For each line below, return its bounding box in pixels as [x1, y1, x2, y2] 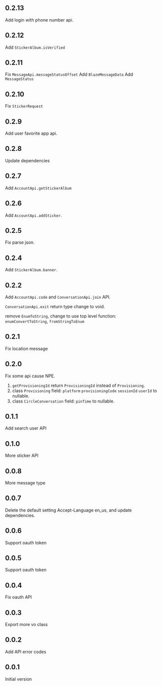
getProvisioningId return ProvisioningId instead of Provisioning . [12, 382, 145, 388]
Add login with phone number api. [5, 17, 73, 23]
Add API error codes [5, 649, 46, 655]
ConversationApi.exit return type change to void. [5, 303, 105, 309]
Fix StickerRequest [5, 103, 43, 109]
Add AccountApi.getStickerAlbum [5, 185, 72, 191]
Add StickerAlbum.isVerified [5, 44, 65, 50]
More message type [5, 480, 46, 486]
